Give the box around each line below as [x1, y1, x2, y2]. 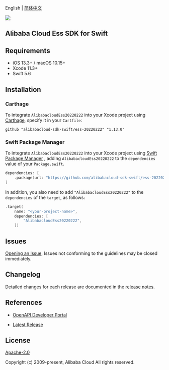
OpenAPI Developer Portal [12, 311, 67, 318]
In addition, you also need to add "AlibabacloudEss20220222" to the [5, 189, 144, 195]
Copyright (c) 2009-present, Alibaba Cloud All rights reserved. [5, 359, 135, 365]
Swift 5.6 [12, 71, 31, 77]
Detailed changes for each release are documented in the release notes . [5, 284, 155, 290]
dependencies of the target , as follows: [5, 194, 86, 200]
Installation [5, 85, 41, 94]
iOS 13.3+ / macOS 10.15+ [12, 60, 66, 66]
